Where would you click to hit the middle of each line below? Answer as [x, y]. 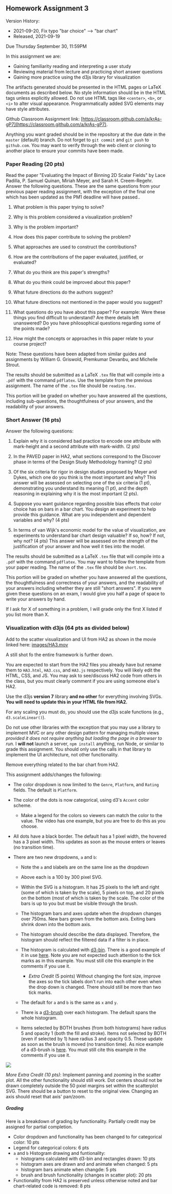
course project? [30, 344]
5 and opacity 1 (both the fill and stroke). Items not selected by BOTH [94, 1033]
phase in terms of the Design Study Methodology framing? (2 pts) [83, 462]
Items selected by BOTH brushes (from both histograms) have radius [93, 1027]
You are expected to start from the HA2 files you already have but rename [84, 664]
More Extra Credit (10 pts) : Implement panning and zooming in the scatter [83, 1075]
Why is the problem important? [46, 227]
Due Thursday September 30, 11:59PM [46, 46]
